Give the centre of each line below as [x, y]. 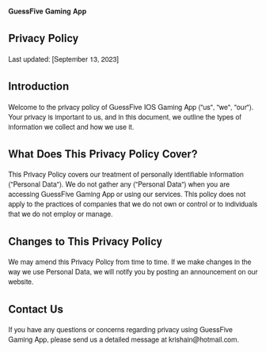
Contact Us [36, 308]
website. [21, 282]
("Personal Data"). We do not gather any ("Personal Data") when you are [119, 184]
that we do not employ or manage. [61, 214]
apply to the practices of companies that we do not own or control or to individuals [133, 204]
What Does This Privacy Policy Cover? [103, 153]
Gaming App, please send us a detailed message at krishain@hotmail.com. [124, 339]
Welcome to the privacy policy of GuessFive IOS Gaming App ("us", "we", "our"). [131, 107]
